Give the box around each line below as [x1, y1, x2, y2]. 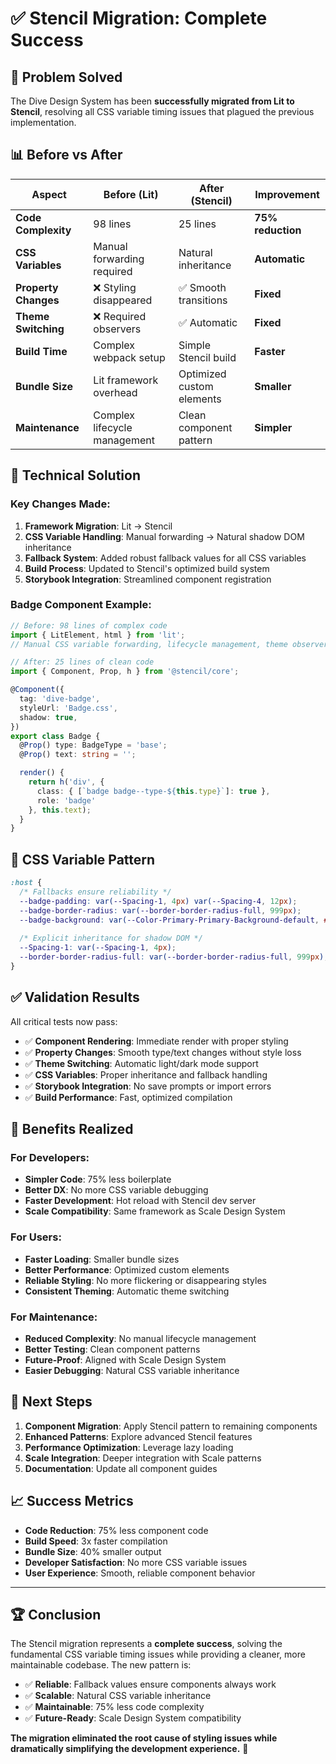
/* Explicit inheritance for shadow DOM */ [19, 933, 203, 944]
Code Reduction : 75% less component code [24, 1524, 209, 1536]
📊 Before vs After [10, 147, 123, 164]
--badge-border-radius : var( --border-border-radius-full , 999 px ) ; [19, 905, 302, 916]
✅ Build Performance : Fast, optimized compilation [24, 1091, 233, 1103]
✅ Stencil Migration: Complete [10, 7, 268, 30]
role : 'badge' [36, 795, 97, 806]
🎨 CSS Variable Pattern [10, 851, 156, 868]
